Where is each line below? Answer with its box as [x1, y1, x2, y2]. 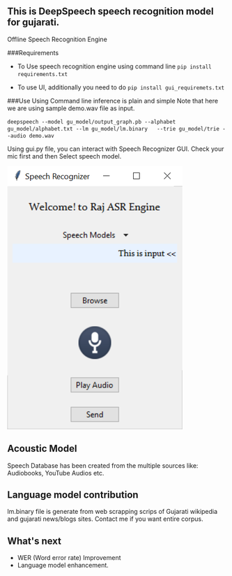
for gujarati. [7, 17, 60, 29]
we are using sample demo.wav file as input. [7, 104, 135, 112]
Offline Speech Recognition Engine [7, 35, 108, 43]
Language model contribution [7, 489, 139, 501]
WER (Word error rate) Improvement [17, 554, 121, 562]
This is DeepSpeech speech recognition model [7, 6, 214, 17]
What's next [7, 535, 61, 547]
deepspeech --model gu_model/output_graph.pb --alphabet [7, 118, 176, 125]
